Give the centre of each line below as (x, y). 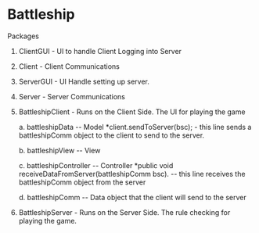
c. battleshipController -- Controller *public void (96, 165)
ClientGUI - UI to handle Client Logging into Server (100, 51)
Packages (23, 36)
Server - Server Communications (72, 96)
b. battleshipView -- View (59, 150)
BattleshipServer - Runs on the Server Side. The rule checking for (124, 212)
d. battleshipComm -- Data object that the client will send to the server (133, 197)
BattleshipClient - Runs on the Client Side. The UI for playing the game (132, 112)
